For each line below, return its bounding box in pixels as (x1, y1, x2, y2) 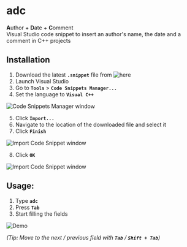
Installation (6, 55, 50, 65)
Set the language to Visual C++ (15, 90, 94, 98)
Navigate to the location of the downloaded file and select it (15, 121, 167, 128)
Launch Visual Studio (15, 77, 69, 85)
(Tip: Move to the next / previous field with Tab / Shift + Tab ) (6, 234, 161, 241)
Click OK (15, 151, 36, 158)
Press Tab (15, 203, 40, 211)
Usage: (6, 181, 35, 191)
